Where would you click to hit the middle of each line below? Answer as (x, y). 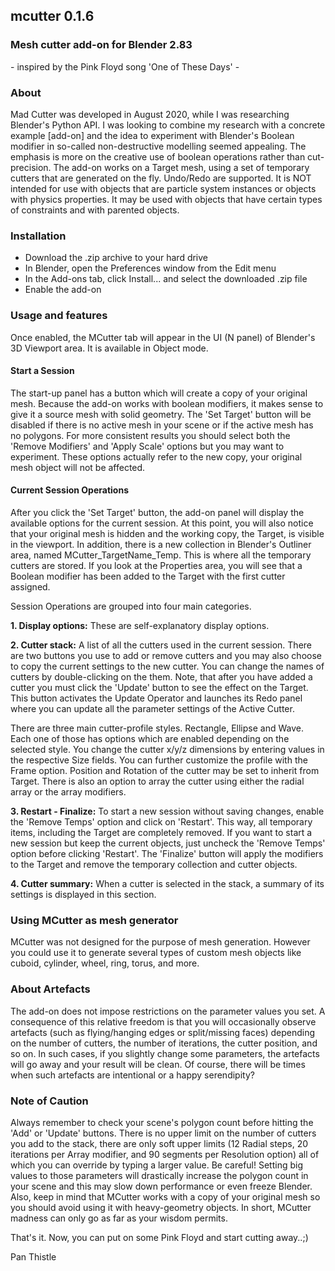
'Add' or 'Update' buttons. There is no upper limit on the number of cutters (163, 1133)
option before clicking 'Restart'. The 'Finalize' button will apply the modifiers (167, 853)
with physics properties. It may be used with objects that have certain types (166, 199)
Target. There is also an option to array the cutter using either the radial (157, 781)
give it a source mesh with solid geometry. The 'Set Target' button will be (161, 414)
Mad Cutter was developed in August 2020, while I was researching (150, 114)
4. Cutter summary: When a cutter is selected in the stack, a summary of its (167, 883)
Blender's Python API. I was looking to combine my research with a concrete (168, 125)
